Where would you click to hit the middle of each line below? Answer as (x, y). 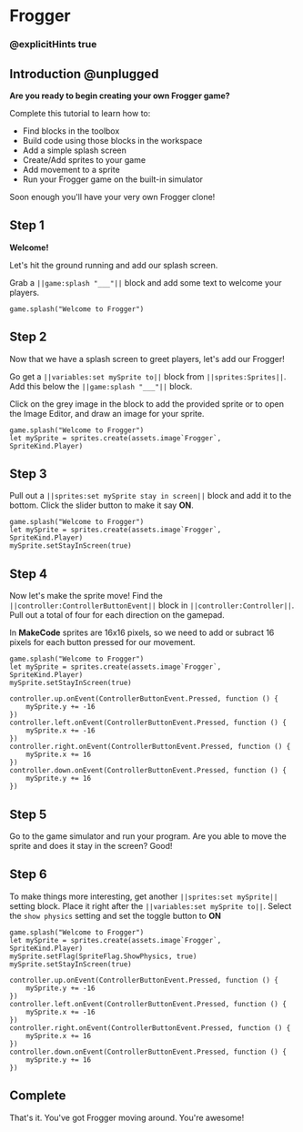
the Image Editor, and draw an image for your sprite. (107, 413)
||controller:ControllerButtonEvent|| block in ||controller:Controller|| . (152, 605)
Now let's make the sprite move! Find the (86, 596)
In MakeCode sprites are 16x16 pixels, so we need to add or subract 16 (142, 632)
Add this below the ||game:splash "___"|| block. (101, 386)
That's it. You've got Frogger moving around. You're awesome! (127, 1117)
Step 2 (28, 337)
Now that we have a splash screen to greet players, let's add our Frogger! (147, 359)
